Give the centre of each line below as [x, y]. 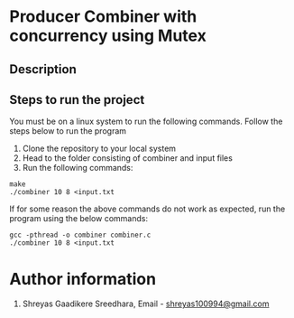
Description [43, 69]
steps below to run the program [68, 131]
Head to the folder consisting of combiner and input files [127, 158]
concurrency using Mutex [108, 36]
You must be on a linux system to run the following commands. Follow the [146, 122]
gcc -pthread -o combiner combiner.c [80, 235]
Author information [83, 279]
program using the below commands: [79, 219]
